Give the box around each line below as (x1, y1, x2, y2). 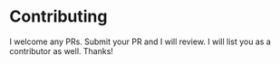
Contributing (9, 6, 108, 27)
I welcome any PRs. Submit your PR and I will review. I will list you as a (9, 36, 272, 47)
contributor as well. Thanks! (9, 45, 113, 56)
